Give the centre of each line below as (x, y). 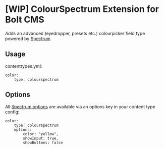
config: (12, 112)
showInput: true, (41, 138)
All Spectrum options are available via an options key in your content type (80, 106)
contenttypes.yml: (24, 66)
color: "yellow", (41, 134)
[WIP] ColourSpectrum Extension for (82, 9)
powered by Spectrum (28, 39)
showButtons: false (43, 143)
